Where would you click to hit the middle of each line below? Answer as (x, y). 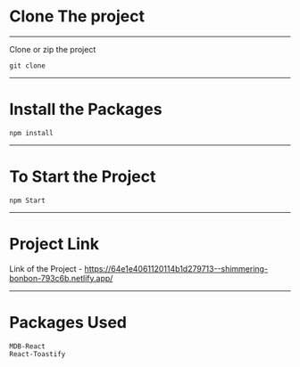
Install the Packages (86, 110)
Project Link (54, 244)
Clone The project (77, 16)
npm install (31, 133)
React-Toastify (37, 354)
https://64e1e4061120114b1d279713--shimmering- (176, 268)
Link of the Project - (46, 268)
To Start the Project (83, 177)
